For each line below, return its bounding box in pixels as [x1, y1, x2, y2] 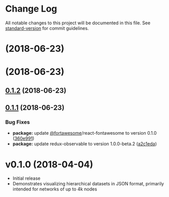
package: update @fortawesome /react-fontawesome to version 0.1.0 [12, 130, 157, 136]
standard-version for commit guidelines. [5, 25, 89, 31]
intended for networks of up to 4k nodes [12, 186, 97, 192]
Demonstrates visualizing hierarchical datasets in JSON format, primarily [12, 181, 164, 187]
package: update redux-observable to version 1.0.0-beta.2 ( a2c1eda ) [12, 141, 157, 147]
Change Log [5, 3, 57, 15]
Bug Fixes [5, 119, 30, 126]
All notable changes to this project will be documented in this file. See [5, 20, 151, 26]
